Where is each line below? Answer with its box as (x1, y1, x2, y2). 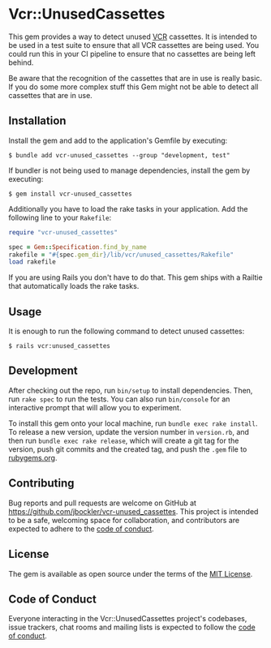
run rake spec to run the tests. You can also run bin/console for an (8, 394, 230, 404)
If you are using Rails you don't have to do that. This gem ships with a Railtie (8, 273, 263, 282)
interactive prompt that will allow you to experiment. (8, 402, 182, 412)
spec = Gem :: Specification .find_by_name (8, 242, 148, 251)
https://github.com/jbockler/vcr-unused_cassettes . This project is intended (8, 506, 259, 516)
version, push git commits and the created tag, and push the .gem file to (8, 444, 247, 454)
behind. (8, 58, 34, 67)
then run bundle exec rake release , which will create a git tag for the (8, 436, 239, 445)
